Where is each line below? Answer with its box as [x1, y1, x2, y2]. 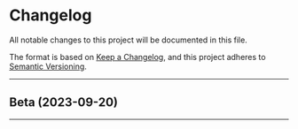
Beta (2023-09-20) [9, 95, 118, 110]
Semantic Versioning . [9, 61, 87, 72]
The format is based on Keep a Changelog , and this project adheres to [9, 51, 266, 62]
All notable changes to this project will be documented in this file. [9, 34, 248, 45]
